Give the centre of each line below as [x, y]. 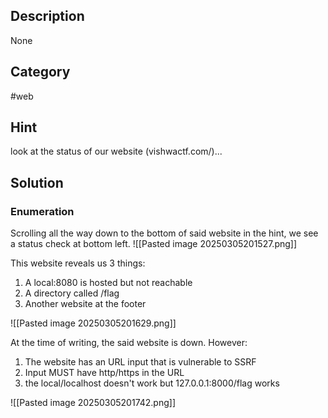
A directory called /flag [72, 293]
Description [47, 16]
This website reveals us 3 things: [78, 263]
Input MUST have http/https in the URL [104, 373]
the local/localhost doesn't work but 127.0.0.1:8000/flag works [152, 383]
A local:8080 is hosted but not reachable [108, 283]
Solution [37, 182]
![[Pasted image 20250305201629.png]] [93, 323]
